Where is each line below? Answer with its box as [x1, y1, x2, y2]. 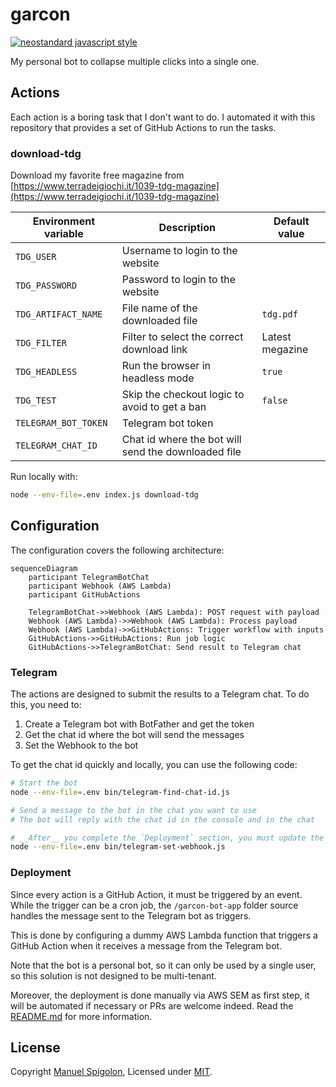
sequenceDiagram [10, 563, 78, 573]
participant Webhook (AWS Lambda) [28, 581, 172, 591]
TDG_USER [15, 251, 57, 263]
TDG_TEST [15, 395, 57, 407]
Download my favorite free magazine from [10, 169, 185, 182]
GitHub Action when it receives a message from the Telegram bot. [10, 939, 283, 952]
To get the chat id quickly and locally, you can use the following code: [10, 759, 298, 771]
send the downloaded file [121, 445, 242, 459]
